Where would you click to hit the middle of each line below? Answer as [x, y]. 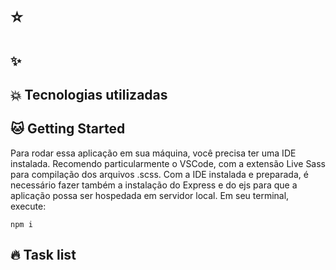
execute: [28, 206]
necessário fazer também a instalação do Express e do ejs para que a [154, 185]
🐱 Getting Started [68, 129]
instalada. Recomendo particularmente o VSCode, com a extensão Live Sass [168, 163]
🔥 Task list [43, 255]
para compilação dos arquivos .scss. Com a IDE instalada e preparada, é [159, 174]
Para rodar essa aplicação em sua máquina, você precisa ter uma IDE [153, 153]
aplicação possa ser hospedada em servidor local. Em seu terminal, [150, 195]
